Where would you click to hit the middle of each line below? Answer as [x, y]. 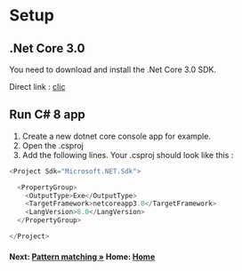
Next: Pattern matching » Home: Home [82, 256]
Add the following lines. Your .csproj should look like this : [128, 155]
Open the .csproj [53, 145]
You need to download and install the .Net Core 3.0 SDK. [113, 69]
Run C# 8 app [48, 115]
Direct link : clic [37, 87]
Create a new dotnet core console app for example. [117, 136]
